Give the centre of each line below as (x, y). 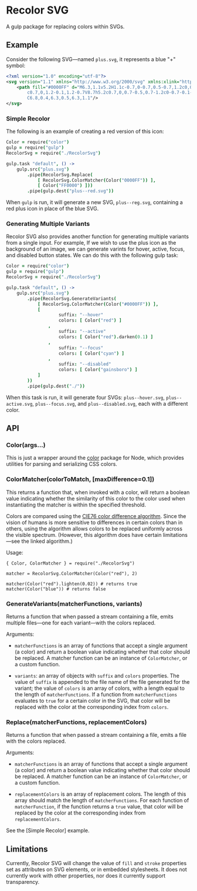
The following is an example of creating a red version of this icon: (85, 131)
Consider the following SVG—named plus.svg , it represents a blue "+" (91, 59)
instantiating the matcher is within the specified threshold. (76, 505)
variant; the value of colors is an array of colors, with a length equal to (99, 688)
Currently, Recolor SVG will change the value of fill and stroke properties (96, 863)
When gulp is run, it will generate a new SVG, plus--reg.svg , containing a (94, 202)
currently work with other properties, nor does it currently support (86, 876)
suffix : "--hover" (81, 315)
